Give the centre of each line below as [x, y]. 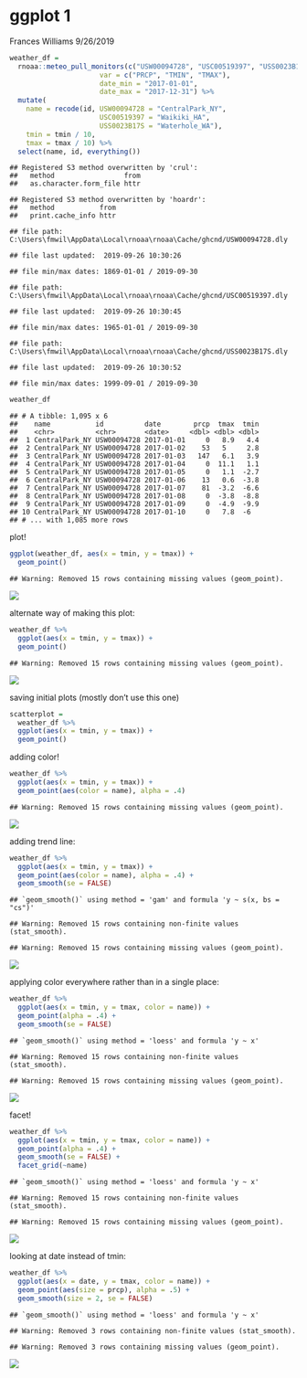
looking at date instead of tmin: [68, 1256]
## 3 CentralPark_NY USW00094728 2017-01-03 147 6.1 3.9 [134, 456]
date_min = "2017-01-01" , [148, 83]
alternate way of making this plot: [72, 613]
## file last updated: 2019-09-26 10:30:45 [95, 312]
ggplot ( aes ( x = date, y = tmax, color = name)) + [114, 1282]
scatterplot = [37, 714]
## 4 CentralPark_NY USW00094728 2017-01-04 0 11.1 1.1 [134, 464]
